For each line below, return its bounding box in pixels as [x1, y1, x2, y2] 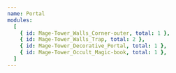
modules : [7, 17, 33, 24]
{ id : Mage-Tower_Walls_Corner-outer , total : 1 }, [20, 29, 170, 37]
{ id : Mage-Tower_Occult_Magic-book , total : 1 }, [20, 49, 168, 56]
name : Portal [7, 10, 45, 17]
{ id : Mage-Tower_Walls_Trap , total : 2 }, [20, 36, 145, 43]
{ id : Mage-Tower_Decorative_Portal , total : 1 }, [20, 42, 168, 49]
